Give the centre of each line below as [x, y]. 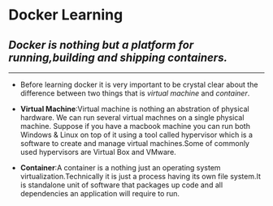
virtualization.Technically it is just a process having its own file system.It [141, 176]
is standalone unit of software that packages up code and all [121, 185]
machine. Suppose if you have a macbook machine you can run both [135, 126]
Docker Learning [66, 15]
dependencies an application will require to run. [100, 193]
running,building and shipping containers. [118, 57]
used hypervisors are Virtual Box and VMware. [98, 152]
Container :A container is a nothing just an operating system [120, 167]
